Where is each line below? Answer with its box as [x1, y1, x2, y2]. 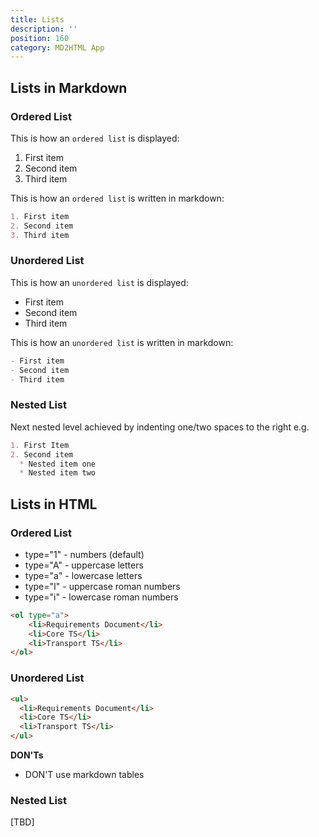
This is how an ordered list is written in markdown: [10, 192, 225, 204]
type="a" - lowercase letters [24, 569, 143, 581]
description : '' [10, 24, 78, 34]
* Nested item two [19, 468, 97, 478]
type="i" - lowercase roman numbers [24, 591, 179, 603]
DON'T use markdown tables [24, 769, 145, 781]
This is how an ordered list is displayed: [10, 132, 180, 144]
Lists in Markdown [10, 79, 128, 96]
